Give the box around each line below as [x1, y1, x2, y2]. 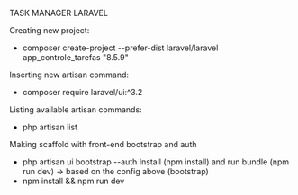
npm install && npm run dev [22, 175, 125, 186]
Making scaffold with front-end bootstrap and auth [9, 139, 197, 149]
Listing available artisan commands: [9, 104, 142, 115]
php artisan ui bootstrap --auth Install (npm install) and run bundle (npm [22, 156, 290, 167]
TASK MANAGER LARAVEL [9, 8, 108, 18]
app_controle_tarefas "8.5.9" [22, 52, 129, 62]
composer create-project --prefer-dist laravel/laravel [22, 42, 219, 53]
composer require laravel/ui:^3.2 [22, 87, 143, 97]
